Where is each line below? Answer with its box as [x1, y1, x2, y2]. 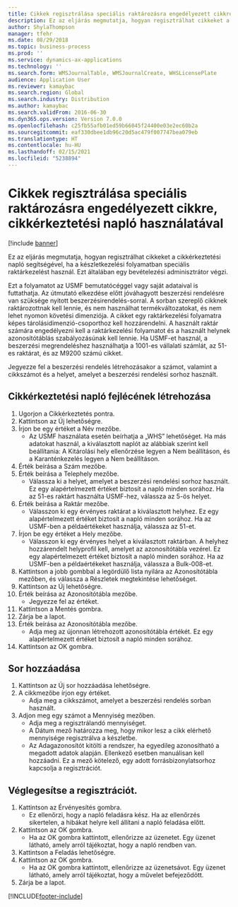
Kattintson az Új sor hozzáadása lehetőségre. [18, 681, 151, 690]
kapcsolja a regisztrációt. [28, 764, 102, 773]
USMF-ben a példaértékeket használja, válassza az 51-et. [28, 522, 196, 530]
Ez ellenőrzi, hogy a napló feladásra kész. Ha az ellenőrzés [28, 811, 201, 819]
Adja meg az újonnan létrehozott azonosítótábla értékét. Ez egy [28, 627, 214, 636]
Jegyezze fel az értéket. [28, 597, 100, 605]
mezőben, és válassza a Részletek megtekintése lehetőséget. [18, 574, 198, 583]
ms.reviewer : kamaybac [8, 83, 75, 90]
